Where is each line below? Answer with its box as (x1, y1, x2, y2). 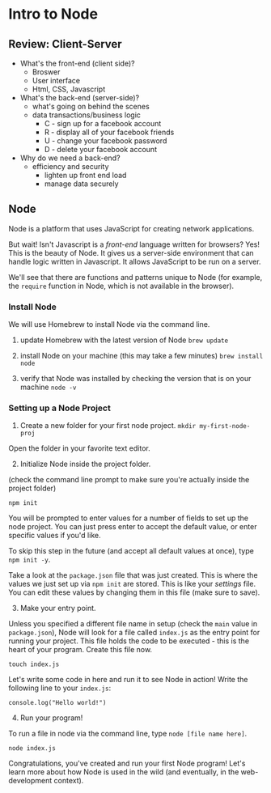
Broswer (32, 67, 61, 77)
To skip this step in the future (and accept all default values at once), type (8, 546, 255, 556)
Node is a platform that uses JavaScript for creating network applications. (8, 223, 255, 233)
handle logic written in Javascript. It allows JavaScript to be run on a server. (8, 257, 261, 266)
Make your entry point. (19, 604, 96, 613)
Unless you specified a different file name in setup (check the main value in (8, 619, 257, 629)
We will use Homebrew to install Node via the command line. (8, 320, 210, 329)
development (8, 776, 53, 786)
